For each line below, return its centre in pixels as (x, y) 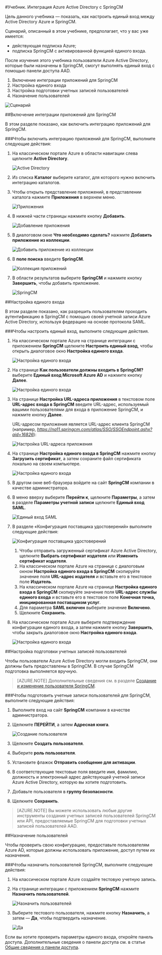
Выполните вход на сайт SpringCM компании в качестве (71, 710)
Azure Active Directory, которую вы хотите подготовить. (70, 782)
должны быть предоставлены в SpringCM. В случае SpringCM (69, 666)
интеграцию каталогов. (36, 183)
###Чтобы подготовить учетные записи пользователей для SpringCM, (78, 695)
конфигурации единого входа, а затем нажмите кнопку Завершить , (83, 627)
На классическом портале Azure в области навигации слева (75, 153)
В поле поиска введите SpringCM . (48, 259)
